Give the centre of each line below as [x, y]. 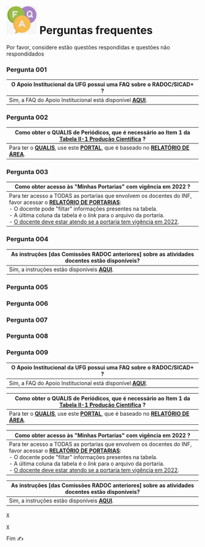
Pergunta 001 [27, 70]
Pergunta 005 [27, 287]
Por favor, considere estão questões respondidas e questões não [88, 47]
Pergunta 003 [27, 172]
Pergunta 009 [27, 352]
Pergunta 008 [27, 336]
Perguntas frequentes [96, 30]
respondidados [25, 54]
